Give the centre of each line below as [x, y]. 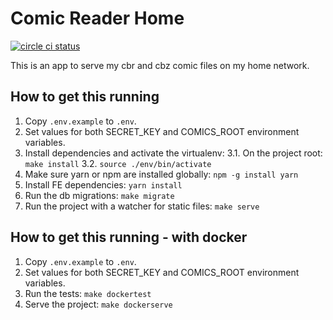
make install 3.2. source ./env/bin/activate [118, 163]
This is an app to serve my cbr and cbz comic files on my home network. [160, 65]
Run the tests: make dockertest [88, 293]
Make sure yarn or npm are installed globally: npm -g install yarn [161, 174]
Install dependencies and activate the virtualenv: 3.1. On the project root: [173, 153]
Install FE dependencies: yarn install [103, 184]
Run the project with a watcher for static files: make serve [142, 206]
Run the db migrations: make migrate [99, 195]
